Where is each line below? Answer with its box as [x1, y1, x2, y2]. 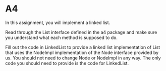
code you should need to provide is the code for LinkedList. [5, 60, 129, 66]
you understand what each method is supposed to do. [5, 34, 118, 40]
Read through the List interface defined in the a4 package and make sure [5, 29, 157, 35]
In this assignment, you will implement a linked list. [5, 19, 110, 25]
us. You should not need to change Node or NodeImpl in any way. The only [5, 54, 161, 60]
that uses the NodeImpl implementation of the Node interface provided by [5, 49, 159, 55]
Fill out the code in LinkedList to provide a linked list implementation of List [5, 44, 160, 50]
